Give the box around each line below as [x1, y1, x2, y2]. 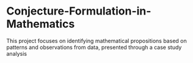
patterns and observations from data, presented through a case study [6, 44, 182, 51]
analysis [6, 50, 27, 57]
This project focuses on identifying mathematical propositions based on [6, 37, 188, 44]
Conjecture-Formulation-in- [6, 4, 151, 18]
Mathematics [6, 17, 75, 31]
